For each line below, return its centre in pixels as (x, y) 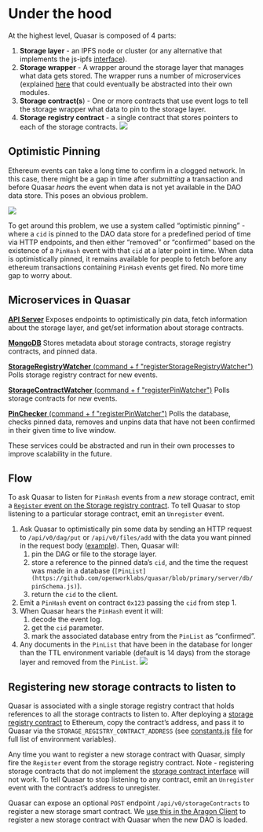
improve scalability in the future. (60, 453)
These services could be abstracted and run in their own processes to (122, 445)
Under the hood (60, 14)
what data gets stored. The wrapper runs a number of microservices (130, 75)
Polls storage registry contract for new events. (83, 375)
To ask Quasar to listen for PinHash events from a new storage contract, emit (131, 497)
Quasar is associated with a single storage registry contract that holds (121, 706)
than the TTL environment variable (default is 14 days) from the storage (135, 653)
